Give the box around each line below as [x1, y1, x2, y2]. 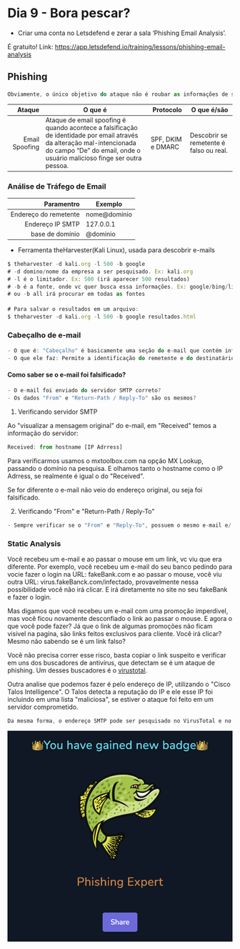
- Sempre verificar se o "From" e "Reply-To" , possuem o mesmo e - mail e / [7, 522, 232, 529]
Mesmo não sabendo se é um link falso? [7, 637, 126, 645]
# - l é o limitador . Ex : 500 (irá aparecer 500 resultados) [7, 275, 191, 283]
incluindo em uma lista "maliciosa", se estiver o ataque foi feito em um [7, 695, 214, 703]
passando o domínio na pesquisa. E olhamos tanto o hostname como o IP [7, 464, 224, 472]
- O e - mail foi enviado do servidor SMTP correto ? [7, 387, 161, 394]
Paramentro [44, 199, 80, 208]
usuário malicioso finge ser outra [45, 154, 142, 162]
